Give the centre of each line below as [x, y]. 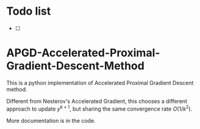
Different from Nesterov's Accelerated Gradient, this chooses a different [97, 101]
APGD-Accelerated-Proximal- [83, 53]
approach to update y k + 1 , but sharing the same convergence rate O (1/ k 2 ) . [99, 108]
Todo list [29, 11]
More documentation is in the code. [51, 120]
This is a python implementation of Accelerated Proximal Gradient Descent [100, 83]
